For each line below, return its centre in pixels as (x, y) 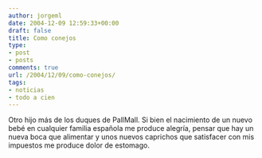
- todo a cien (32, 97)
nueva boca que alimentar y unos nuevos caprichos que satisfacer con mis (131, 137)
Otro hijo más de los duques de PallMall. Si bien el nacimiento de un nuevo (131, 120)
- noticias (26, 90)
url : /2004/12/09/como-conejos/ (62, 75)
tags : (17, 82)
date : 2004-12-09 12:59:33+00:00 (64, 23)
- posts (21, 61)
